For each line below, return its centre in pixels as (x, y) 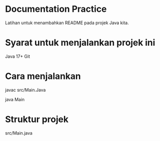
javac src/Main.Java (25, 90)
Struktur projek (37, 119)
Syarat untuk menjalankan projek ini (80, 43)
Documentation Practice (56, 9)
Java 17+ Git (18, 56)
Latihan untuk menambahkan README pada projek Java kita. (67, 23)
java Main (15, 99)
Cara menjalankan (43, 76)
